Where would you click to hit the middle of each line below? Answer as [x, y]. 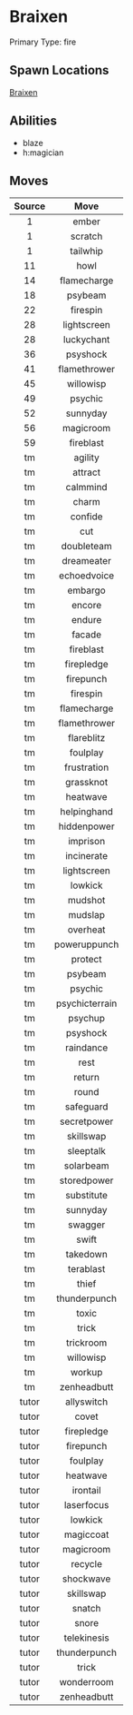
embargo [86, 590]
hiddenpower [86, 826]
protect [86, 960]
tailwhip [87, 251]
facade [87, 635]
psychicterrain [86, 1003]
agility [86, 458]
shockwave [86, 1579]
